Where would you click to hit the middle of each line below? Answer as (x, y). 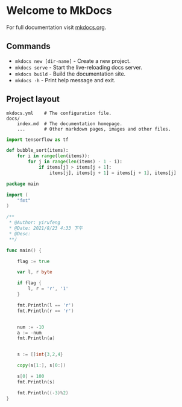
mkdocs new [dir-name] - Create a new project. (73, 60)
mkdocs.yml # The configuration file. (59, 113)
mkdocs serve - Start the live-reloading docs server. (79, 67)
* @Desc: (20, 233)
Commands (29, 46)
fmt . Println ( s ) (36, 382)
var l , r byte (35, 272)
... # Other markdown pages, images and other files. (94, 129)
